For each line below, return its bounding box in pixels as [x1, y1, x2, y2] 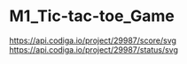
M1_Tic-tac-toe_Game [9, 6, 175, 26]
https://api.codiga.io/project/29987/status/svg [9, 44, 179, 54]
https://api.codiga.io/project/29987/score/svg [9, 35, 177, 46]
